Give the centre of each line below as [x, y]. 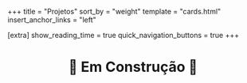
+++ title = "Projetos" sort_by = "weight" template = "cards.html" [114, 11]
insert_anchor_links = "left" [52, 20]
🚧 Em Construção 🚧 [133, 67]
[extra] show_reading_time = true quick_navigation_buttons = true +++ [123, 35]
